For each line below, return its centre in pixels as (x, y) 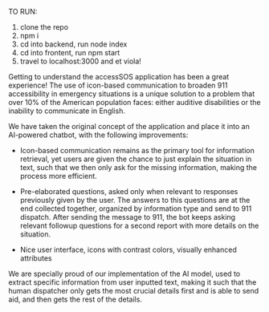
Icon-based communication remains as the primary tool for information (137, 150)
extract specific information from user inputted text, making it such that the (132, 282)
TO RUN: (23, 12)
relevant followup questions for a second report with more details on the (139, 225)
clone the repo (44, 27)
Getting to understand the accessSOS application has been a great (119, 77)
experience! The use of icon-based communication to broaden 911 (118, 85)
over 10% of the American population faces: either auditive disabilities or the (134, 102)
